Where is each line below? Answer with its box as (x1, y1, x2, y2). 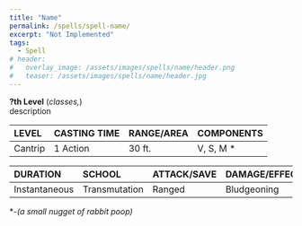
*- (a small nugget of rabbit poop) (9, 205, 133, 216)
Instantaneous (13, 183, 75, 196)
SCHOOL (82, 168, 121, 180)
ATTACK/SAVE (152, 168, 218, 180)
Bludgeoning (225, 183, 280, 196)
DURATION (13, 168, 61, 180)
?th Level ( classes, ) (9, 96, 83, 107)
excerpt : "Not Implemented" (9, 30, 115, 39)
